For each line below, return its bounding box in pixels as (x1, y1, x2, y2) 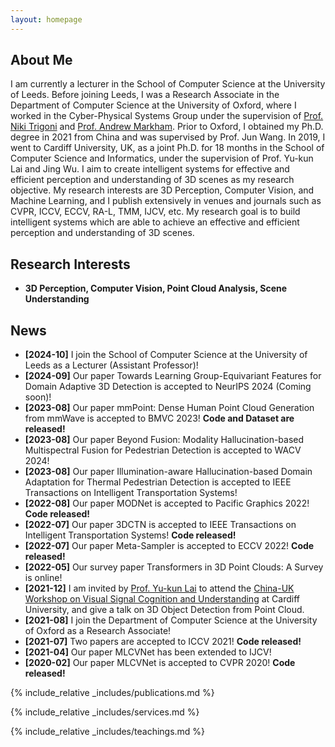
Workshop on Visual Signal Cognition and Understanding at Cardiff (24, 593, 300, 605)
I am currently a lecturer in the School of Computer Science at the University (10, 78, 326, 90)
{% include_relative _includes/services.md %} (10, 706, 200, 718)
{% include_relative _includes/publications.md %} (10, 687, 215, 699)
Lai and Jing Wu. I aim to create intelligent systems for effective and (10, 163, 290, 175)
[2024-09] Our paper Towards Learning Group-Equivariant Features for (24, 370, 322, 382)
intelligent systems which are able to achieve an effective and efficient (10, 216, 300, 228)
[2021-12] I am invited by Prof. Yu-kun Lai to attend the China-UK (24, 582, 295, 595)
